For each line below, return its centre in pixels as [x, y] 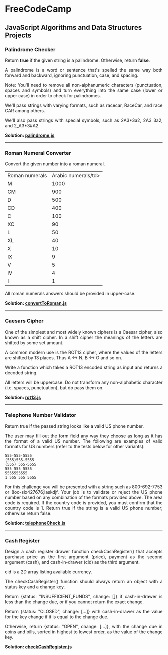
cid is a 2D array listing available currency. [49, 572]
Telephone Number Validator [41, 415]
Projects [18, 35]
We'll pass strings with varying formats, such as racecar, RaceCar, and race [84, 105]
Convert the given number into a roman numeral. [55, 164]
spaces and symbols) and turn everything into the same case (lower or [84, 90]
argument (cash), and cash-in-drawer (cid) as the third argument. [72, 562]
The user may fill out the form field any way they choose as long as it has [84, 436]
